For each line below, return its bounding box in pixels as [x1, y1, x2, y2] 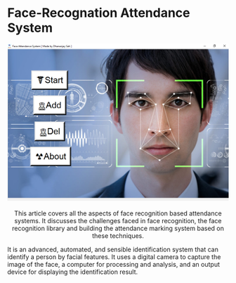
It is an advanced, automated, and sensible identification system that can [7, 245, 219, 253]
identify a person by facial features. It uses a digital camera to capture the [7, 252, 221, 261]
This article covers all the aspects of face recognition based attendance [13, 209, 223, 218]
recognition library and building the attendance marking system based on [11, 224, 225, 232]
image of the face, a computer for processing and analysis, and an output [7, 260, 220, 268]
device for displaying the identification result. [7, 268, 138, 276]
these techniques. [92, 231, 144, 240]
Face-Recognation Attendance [7, 5, 190, 21]
